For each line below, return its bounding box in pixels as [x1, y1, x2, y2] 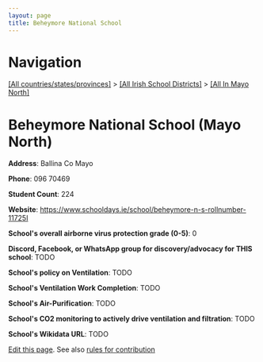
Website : [8, 205, 39, 214]
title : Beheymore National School [8, 19, 123, 27]
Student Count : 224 [8, 190, 74, 199]
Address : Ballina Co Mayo [8, 159, 93, 168]
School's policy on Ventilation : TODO [8, 268, 133, 278]
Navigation [8, 53, 82, 71]
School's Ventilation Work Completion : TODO [8, 283, 161, 293]
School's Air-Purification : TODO [8, 298, 116, 308]
